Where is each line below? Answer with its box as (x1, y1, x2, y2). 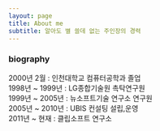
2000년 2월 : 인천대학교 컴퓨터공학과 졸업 (8, 73, 141, 82)
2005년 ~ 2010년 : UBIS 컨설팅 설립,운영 (8, 103, 139, 113)
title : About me (8, 19, 63, 27)
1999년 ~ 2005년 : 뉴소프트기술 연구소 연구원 (8, 93, 153, 103)
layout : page (8, 11, 53, 20)
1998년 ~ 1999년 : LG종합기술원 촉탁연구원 (8, 82, 145, 93)
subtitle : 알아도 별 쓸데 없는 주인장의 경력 (8, 27, 141, 35)
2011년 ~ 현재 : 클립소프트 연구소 (8, 113, 112, 123)
